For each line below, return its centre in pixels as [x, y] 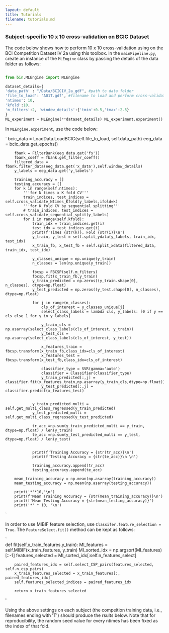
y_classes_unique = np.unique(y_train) [74, 259]
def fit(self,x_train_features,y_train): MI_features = [57, 545]
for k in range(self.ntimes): [46, 188]
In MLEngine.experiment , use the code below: [52, 129]
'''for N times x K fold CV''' [56, 193]
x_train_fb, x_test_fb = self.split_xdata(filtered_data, [94, 245]
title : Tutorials [23, 15]
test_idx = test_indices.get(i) [66, 228]
